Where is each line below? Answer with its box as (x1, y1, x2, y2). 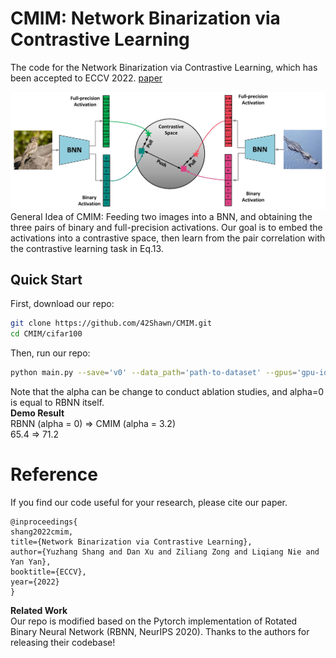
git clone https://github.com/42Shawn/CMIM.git (10, 318, 213, 329)
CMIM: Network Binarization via (10, 7, 281, 30)
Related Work (10, 605, 68, 617)
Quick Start (10, 272, 83, 289)
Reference (10, 463, 98, 486)
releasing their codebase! (10, 637, 116, 649)
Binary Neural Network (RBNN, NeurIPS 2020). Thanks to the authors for (10, 626, 310, 638)
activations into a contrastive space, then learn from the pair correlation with (10, 232, 326, 244)
